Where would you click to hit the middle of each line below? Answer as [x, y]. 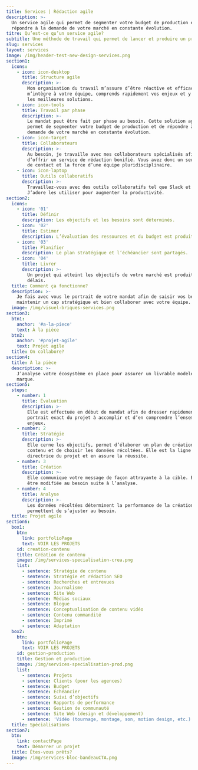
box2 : [18, 631]
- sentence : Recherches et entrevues [68, 582]
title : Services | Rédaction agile [50, 12]
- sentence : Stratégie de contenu [64, 571]
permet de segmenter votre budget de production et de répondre [108, 127]
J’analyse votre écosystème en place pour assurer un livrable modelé [105, 373]
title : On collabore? [38, 352]
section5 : [18, 385]
